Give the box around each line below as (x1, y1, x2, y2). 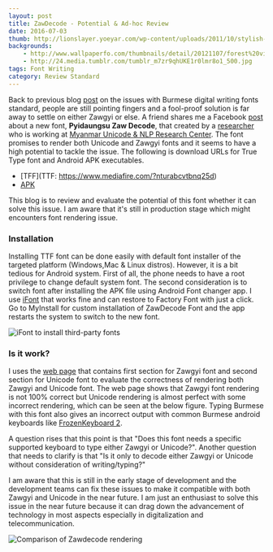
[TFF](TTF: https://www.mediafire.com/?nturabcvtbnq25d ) (19, 171, 217, 180)
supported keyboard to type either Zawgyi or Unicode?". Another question (8, 442, 258, 452)
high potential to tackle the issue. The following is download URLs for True (8, 146, 258, 156)
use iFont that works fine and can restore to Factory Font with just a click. (8, 294, 254, 304)
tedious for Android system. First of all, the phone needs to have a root (8, 268, 245, 278)
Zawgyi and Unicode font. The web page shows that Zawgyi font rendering (8, 384, 260, 393)
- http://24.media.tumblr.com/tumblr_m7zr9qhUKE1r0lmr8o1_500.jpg (23, 58, 253, 66)
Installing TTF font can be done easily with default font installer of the (8, 251, 241, 261)
